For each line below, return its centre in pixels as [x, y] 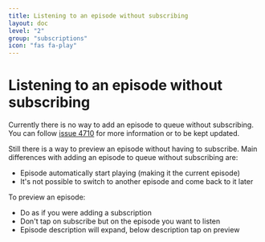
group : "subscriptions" [48, 38]
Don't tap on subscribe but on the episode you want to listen [120, 221]
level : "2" [26, 31]
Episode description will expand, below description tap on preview [130, 230]
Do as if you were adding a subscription [86, 213]
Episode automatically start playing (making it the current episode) [130, 173]
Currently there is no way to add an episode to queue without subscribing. [131, 125]
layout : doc [28, 23]
